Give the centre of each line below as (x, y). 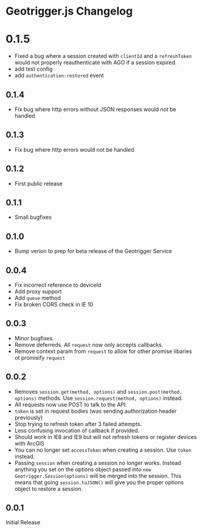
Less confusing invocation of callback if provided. (77, 430)
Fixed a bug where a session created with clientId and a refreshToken (103, 56)
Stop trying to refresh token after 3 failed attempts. (78, 424)
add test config (33, 69)
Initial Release (23, 522)
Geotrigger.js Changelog (69, 11)
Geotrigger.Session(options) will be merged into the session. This (98, 476)
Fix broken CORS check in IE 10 (54, 304)
